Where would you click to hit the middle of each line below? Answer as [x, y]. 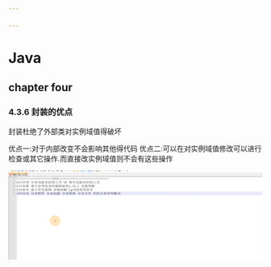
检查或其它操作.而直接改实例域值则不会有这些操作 [91, 158]
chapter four [40, 88]
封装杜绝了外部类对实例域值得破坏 [65, 131]
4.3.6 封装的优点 [41, 112]
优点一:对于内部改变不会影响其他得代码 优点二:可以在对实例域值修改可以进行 [135, 148]
